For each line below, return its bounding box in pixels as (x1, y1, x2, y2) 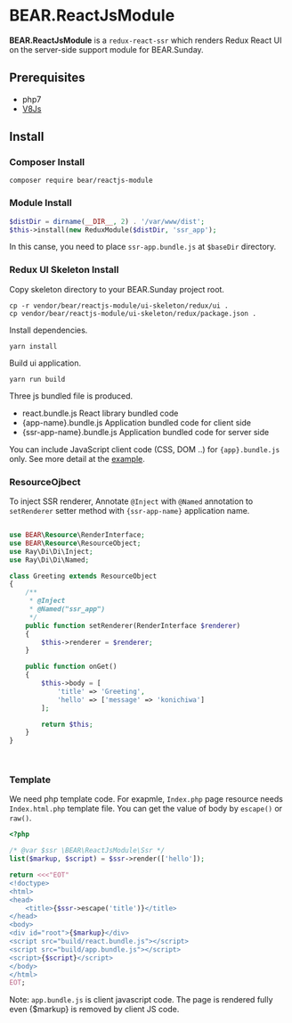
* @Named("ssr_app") (28, 605, 105, 614)
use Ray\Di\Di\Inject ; (9, 547, 93, 556)
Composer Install (9, 156, 85, 169)
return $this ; (41, 720, 93, 729)
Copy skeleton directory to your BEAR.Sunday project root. (9, 284, 225, 294)
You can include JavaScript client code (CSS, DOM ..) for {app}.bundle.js (9, 443, 280, 455)
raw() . (9, 813, 32, 823)
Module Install (9, 197, 73, 210)
